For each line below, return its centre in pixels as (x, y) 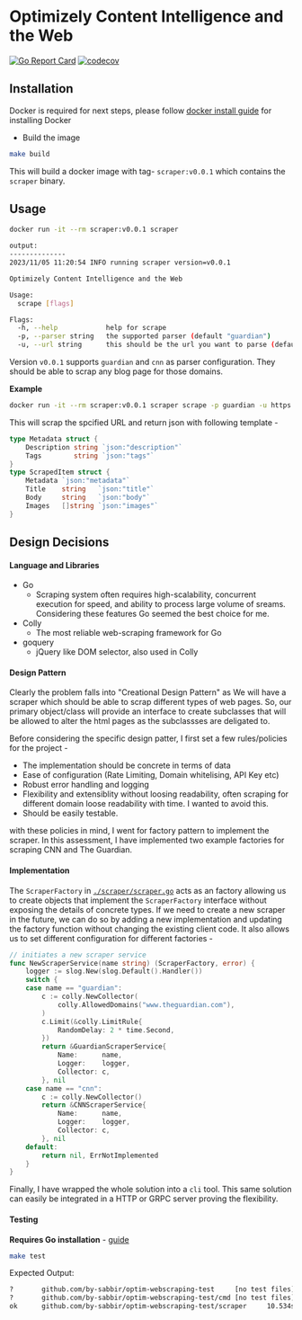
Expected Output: (42, 1273)
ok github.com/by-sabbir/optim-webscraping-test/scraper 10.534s (152, 1307)
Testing (24, 1219)
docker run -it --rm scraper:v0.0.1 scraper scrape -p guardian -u (138, 406)
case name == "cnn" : (64, 1088)
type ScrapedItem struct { (60, 473)
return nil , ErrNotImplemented (100, 1155)
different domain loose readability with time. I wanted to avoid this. (146, 804)
